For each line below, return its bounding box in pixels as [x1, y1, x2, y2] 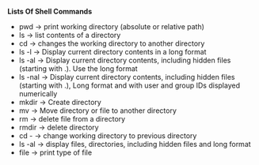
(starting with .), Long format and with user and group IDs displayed [18, 81, 241, 90]
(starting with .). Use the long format [18, 64, 138, 73]
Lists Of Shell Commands [7, 7, 93, 16]
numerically [18, 89, 58, 98]
